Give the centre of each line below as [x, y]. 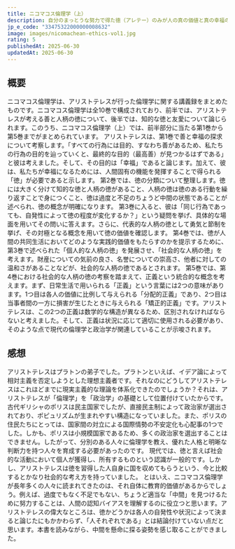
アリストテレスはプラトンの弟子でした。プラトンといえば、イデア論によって [117, 372]
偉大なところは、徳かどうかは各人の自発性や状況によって [133, 512]
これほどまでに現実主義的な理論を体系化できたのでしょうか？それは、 [120, 389]
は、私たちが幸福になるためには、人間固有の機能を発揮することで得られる [114, 171]
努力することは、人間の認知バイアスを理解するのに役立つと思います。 [120, 503]
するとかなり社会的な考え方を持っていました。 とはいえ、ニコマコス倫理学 [115, 477]
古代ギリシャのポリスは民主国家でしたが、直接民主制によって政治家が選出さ [117, 407]
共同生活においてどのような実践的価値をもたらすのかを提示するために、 [123, 241]
